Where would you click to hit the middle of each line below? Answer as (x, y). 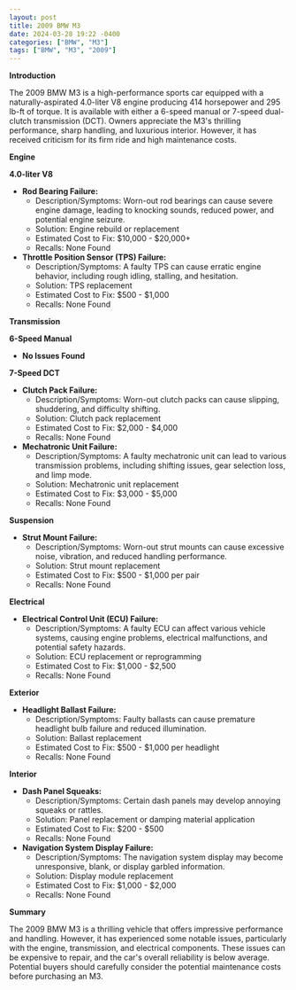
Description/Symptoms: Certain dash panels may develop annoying (158, 801)
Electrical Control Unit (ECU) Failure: (90, 619)
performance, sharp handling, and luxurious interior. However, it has (133, 130)
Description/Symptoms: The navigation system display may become (159, 857)
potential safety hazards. (80, 647)
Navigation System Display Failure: (87, 848)
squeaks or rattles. (69, 810)
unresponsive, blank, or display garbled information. (130, 867)
